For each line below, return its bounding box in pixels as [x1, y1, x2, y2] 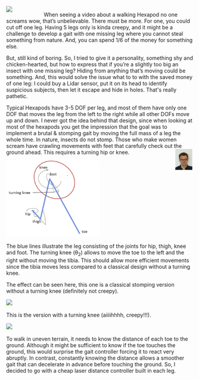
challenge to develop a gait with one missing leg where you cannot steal [6, 30, 184, 37]
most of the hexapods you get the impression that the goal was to [6, 123, 168, 130]
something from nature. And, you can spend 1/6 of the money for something [6, 37, 193, 44]
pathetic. [6, 93, 28, 99]
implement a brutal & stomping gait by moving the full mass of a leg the [6, 130, 181, 136]
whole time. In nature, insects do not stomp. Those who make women [6, 136, 177, 143]
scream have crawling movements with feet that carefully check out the [6, 142, 182, 149]
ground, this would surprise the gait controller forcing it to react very [6, 348, 175, 355]
